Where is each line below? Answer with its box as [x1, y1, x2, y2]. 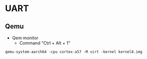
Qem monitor [12, 35, 39, 41]
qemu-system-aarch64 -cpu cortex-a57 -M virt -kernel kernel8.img [5, 49, 143, 54]
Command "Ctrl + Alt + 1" [19, 40, 71, 46]
